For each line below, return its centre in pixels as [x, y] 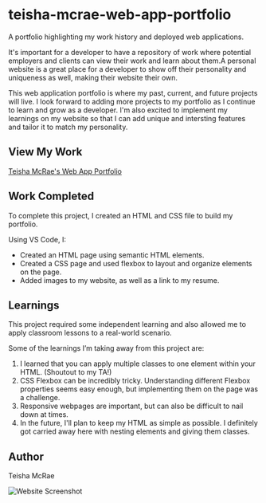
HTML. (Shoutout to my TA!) [66, 372]
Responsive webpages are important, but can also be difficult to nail [131, 406]
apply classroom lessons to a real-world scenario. [90, 333]
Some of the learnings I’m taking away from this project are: [106, 348]
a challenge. [40, 398]
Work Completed [51, 196]
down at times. [44, 415]
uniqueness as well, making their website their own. [93, 77]
